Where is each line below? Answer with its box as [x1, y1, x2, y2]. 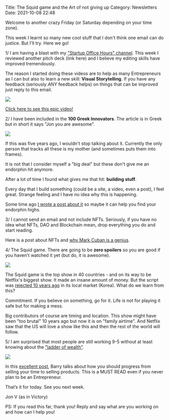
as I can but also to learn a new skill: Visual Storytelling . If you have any [5, 76, 156, 82]
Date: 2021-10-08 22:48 [5, 10, 55, 16]
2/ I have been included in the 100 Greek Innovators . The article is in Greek [5, 116, 162, 122]
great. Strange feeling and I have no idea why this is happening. [5, 192, 138, 197]
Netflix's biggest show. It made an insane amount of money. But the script [5, 277, 159, 283]
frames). [5, 151, 23, 157]
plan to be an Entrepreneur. [5, 374, 62, 380]
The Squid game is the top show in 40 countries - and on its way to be [5, 272, 151, 278]
